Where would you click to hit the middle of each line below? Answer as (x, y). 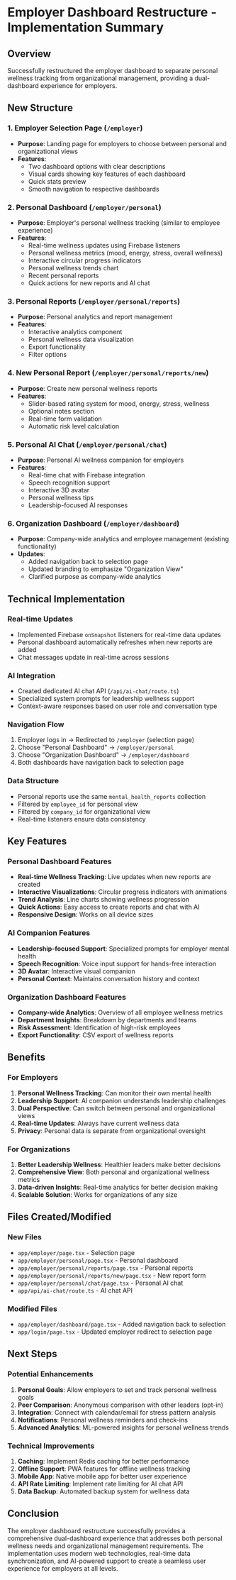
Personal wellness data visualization (81, 339)
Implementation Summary (86, 27)
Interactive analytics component (75, 332)
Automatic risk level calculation (74, 426)
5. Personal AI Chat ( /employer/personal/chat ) (87, 444)
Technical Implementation (66, 599)
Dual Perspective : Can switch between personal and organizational (116, 1108)
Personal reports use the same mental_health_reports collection (112, 796)
